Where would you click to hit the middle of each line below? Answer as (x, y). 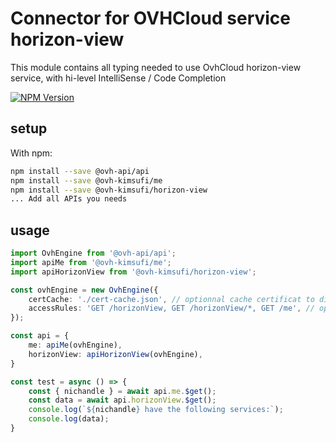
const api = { (40, 336)
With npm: (31, 153)
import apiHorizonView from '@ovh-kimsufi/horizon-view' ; (133, 272)
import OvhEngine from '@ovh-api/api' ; (93, 253)
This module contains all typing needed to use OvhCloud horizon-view (156, 67)
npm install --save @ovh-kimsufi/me (86, 180)
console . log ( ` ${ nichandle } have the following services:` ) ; (156, 410)
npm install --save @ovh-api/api (80, 171)
